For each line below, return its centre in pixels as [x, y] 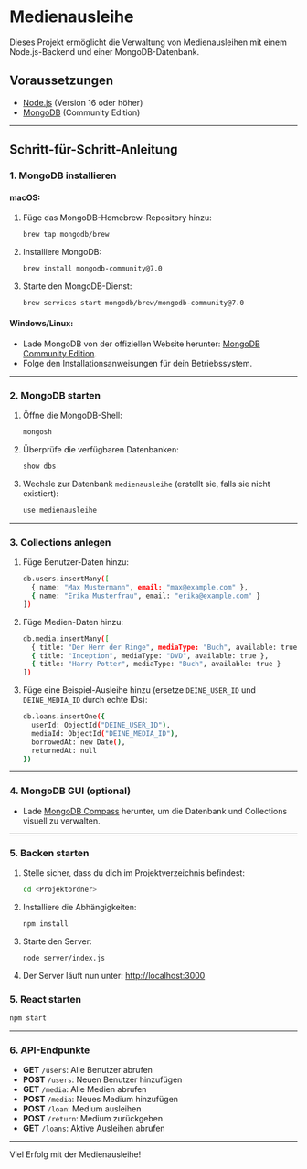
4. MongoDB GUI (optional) [70, 791]
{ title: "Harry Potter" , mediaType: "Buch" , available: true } [156, 664]
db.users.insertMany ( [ [66, 579]
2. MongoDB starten [55, 396]
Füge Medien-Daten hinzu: [73, 622]
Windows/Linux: [42, 324]
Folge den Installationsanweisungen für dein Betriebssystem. [138, 364]
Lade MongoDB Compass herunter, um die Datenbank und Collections [155, 811]
